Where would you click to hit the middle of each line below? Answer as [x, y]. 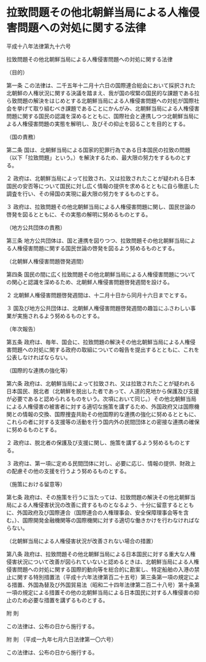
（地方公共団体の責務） [36, 227]
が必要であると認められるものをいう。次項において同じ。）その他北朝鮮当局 [101, 399]
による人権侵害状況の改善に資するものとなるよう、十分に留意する [95, 505]
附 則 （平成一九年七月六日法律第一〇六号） [62, 639]
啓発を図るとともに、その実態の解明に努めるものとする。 [79, 214]
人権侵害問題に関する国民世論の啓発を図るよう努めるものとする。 [95, 248]
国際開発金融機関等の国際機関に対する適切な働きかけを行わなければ [108, 520]
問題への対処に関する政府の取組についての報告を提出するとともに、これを [105, 349]
